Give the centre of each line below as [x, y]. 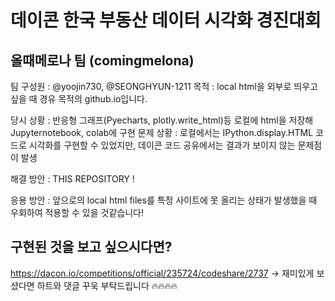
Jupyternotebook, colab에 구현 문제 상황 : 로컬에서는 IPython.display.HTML [162, 132]
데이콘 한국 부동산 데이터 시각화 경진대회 [166, 20]
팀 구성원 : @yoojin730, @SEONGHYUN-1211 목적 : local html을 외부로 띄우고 [164, 86]
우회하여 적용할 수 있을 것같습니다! [77, 212]
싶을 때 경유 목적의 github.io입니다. [79, 99]
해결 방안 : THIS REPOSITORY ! [72, 179]
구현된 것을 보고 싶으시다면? [91, 247]
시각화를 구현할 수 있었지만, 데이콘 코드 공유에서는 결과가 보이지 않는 [162, 145]
